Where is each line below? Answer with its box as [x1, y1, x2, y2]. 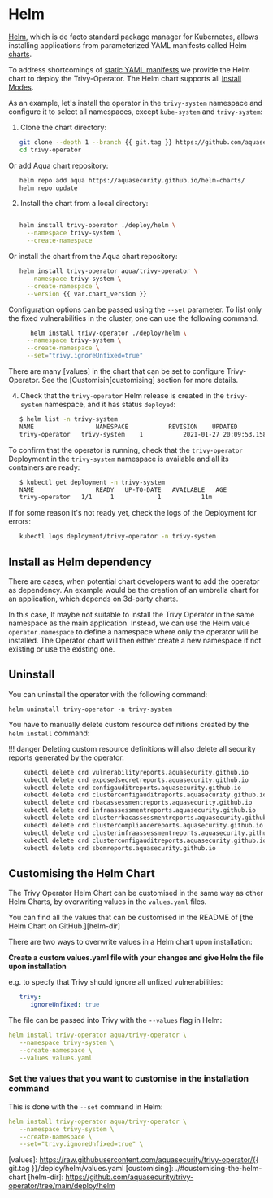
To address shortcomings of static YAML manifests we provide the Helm [8, 64, 250, 74]
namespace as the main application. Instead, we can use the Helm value [8, 618, 250, 628]
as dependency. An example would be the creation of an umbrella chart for [8, 586, 259, 595]
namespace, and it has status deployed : [44, 400, 176, 410]
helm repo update [19, 184, 79, 192]
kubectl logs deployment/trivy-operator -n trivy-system [19, 533, 217, 541]
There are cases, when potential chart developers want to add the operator [8, 577, 260, 586]
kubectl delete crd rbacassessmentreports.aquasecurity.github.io [23, 799, 253, 807]
